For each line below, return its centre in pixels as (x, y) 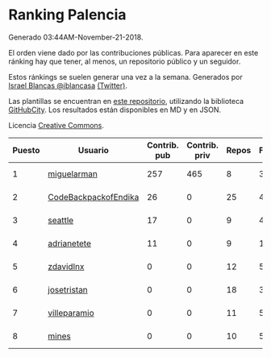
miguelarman (73, 173)
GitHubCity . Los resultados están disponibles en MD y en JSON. (115, 110)
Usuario (93, 150)
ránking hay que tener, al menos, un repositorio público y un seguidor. (125, 61)
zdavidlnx (66, 266)
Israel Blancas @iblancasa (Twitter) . (68, 85)
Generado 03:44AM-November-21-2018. (76, 37)
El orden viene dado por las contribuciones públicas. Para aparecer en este (133, 52)
